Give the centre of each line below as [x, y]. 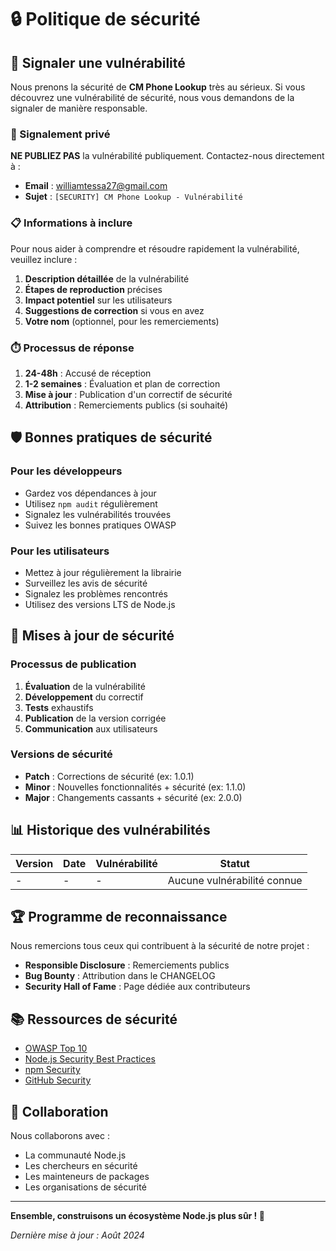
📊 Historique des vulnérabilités [110, 830]
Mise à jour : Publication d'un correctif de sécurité [128, 394]
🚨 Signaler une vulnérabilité [98, 62]
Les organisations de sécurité [85, 1187]
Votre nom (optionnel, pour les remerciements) [122, 321]
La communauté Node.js [75, 1155]
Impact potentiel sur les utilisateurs [98, 300]
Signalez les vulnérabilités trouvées [98, 514]
